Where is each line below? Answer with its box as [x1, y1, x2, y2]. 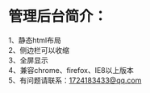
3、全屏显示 [8, 55, 48, 65]
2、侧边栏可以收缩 [8, 45, 70, 55]
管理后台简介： [8, 7, 108, 26]
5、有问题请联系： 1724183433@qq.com [8, 75, 142, 85]
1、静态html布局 [8, 35, 62, 45]
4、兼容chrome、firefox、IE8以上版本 [8, 65, 135, 75]
